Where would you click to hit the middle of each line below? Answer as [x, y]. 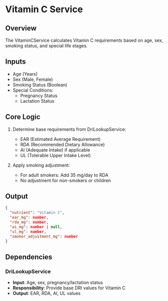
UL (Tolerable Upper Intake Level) [56, 155]
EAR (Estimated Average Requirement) [60, 139]
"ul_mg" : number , [28, 232]
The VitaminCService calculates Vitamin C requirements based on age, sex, [84, 40]
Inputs [16, 62]
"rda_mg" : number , [29, 222]
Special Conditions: [33, 90]
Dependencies [29, 257]
